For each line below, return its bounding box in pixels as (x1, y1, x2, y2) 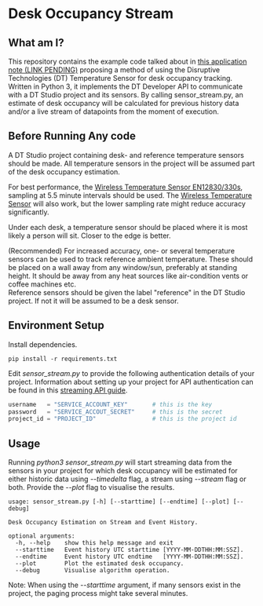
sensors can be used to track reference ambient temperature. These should (8, 254, 254, 264)
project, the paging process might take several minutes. (8, 589, 188, 598)
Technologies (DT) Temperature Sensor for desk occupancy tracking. (8, 74, 233, 82)
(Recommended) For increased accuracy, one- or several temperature (8, 246, 236, 255)
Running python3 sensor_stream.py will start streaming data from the (8, 458, 232, 467)
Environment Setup (8, 319, 104, 332)
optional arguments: (8, 532, 76, 540)
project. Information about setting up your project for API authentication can (8, 377, 254, 386)
